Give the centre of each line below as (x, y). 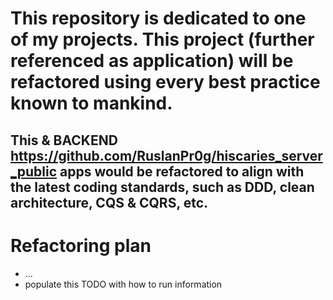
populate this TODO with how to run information (123, 284)
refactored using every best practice (165, 82)
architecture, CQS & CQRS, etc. (109, 202)
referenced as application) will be (152, 61)
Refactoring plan (81, 245)
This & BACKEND (64, 140)
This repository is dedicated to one (158, 18)
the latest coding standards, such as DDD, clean (162, 187)
